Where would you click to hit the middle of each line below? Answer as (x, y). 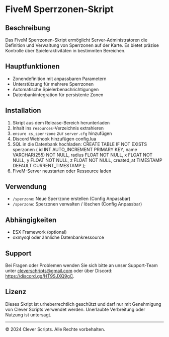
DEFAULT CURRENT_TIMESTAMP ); (49, 165)
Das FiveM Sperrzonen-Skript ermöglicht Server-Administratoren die (76, 40)
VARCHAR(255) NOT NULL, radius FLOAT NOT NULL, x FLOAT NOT (82, 155)
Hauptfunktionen (32, 66)
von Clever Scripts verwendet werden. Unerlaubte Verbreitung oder (75, 309)
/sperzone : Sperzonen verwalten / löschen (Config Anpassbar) (77, 204)
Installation (23, 111)
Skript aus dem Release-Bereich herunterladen (61, 122)
